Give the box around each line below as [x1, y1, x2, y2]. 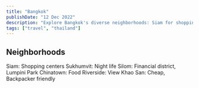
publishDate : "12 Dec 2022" [6, 14, 76, 20]
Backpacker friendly [6, 75, 56, 83]
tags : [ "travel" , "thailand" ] [6, 25, 81, 31]
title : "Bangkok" [6, 8, 49, 15]
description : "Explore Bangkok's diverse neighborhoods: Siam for [6, 19, 174, 25]
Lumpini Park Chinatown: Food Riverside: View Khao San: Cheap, [6, 69, 165, 76]
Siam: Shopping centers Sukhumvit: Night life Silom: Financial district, [6, 63, 176, 70]
